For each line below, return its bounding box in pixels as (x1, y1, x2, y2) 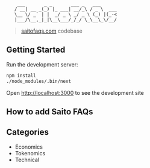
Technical (14, 156, 40, 163)
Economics (14, 143, 43, 150)
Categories (6, 127, 49, 137)
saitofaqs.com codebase (20, 27, 83, 34)
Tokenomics (14, 149, 46, 157)
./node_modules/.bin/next (6, 78, 71, 84)
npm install (6, 73, 36, 79)
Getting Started (6, 45, 66, 55)
